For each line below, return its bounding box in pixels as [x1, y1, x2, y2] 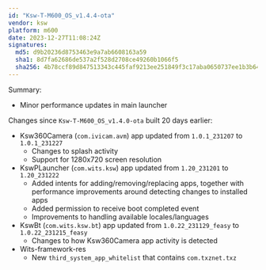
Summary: [8, 85, 42, 94]
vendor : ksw [8, 19, 47, 27]
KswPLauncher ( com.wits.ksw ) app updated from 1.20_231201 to [19, 163, 229, 173]
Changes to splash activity [31, 146, 119, 155]
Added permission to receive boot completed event [31, 203, 199, 213]
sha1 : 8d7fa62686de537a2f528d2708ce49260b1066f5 [15, 56, 179, 64]
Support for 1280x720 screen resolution [31, 154, 162, 164]
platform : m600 [8, 26, 59, 34]
